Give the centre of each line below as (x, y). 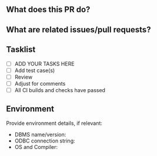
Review (24, 77)
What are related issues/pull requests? (78, 30)
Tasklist (21, 50)
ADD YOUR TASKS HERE (44, 63)
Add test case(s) (35, 70)
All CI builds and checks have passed (60, 90)
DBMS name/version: (40, 134)
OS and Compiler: (36, 147)
